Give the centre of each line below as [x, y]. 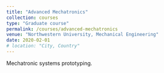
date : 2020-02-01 [28, 40]
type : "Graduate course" [38, 23]
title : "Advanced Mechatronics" [47, 12]
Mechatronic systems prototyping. [49, 63]
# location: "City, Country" [43, 46]
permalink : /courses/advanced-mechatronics [62, 29]
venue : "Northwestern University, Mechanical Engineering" [83, 35]
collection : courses [32, 18]
